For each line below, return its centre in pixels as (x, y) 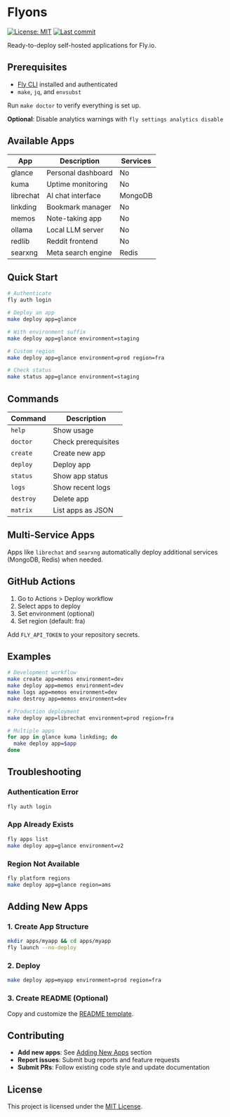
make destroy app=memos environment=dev (67, 699)
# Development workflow (42, 673)
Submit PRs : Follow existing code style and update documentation (114, 1067)
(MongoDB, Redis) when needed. (55, 560)
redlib (20, 241)
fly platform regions (39, 878)
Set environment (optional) (56, 613)
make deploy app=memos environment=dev (66, 686)
